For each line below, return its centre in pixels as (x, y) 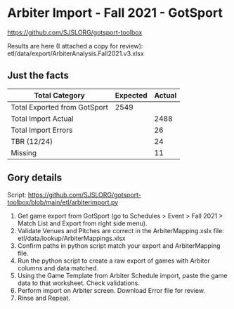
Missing (24, 152)
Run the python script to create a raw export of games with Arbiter (114, 261)
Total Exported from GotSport (60, 107)
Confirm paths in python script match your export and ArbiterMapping (119, 245)
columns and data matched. (58, 268)
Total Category (60, 95)
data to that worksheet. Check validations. (79, 283)
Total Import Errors (42, 130)
